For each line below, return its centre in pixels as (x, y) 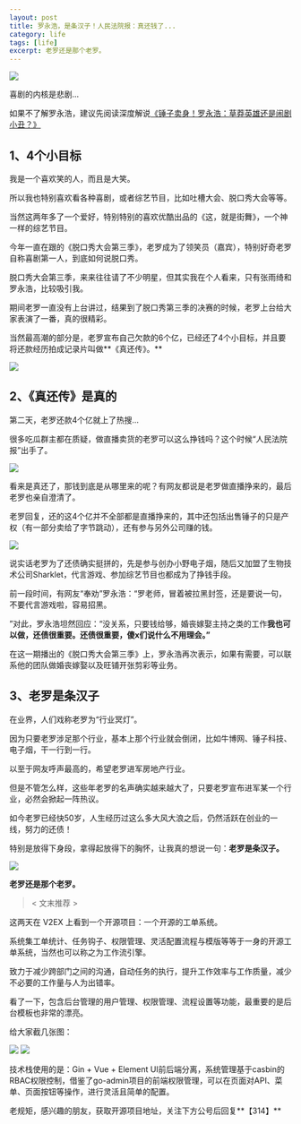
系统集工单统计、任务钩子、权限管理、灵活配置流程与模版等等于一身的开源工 (150, 940)
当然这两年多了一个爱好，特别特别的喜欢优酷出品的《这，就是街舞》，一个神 (149, 217)
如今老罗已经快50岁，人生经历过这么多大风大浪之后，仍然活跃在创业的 (140, 818)
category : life (38, 34)
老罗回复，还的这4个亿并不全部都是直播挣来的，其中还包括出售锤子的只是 (146, 516)
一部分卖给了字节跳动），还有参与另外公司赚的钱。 (125, 527)
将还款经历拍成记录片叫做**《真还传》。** (86, 348)
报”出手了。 (31, 450)
